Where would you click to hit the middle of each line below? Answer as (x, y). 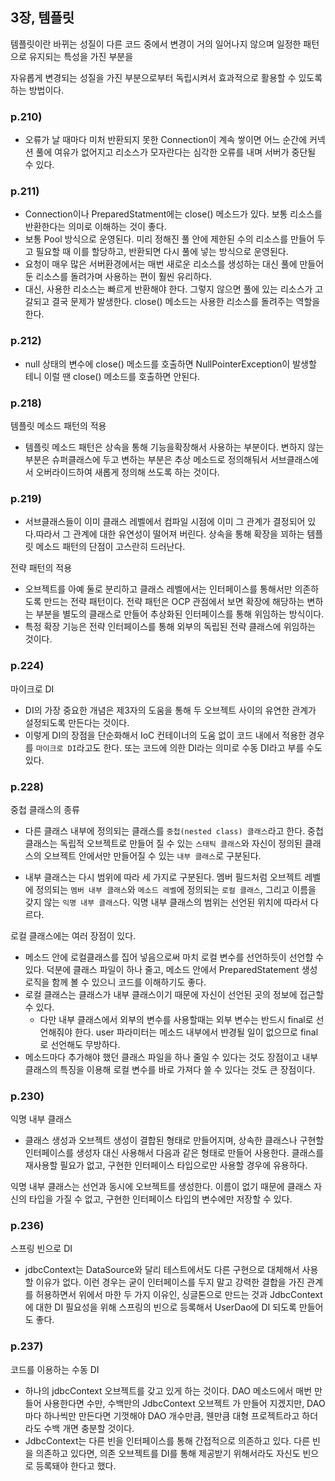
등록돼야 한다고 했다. (76, 1465)
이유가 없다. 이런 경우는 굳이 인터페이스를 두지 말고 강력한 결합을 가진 (170, 1282)
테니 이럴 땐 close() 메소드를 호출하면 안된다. (112, 376)
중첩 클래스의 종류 (45, 809)
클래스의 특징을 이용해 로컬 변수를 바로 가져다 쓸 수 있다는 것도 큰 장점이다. (170, 1069)
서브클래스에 (294, 459)
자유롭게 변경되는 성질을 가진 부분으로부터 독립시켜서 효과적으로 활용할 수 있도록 (166, 77)
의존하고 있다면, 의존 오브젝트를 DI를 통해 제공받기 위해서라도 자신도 (168, 1453)
